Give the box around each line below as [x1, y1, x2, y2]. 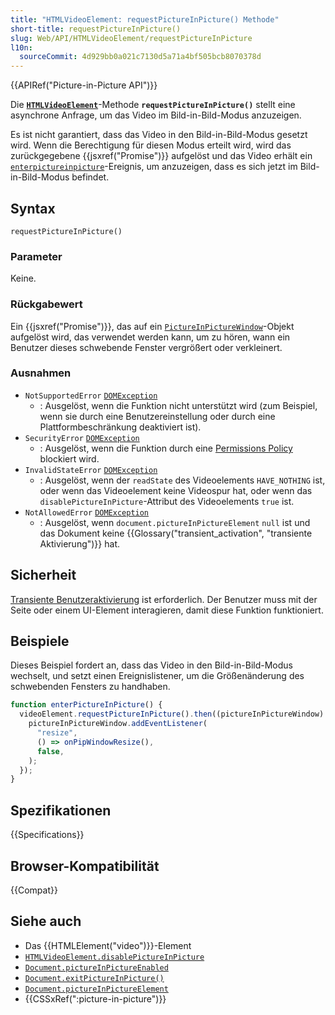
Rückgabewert [10, 297, 83, 311]
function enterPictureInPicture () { [10, 700, 163, 710]
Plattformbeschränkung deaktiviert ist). [39, 421, 202, 433]
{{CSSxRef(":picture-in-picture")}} [24, 992, 167, 1005]
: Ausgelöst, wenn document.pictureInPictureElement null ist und [39, 516, 311, 528]
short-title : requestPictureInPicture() [10, 24, 182, 34]
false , [36, 746, 65, 756]
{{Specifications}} [10, 829, 85, 841]
